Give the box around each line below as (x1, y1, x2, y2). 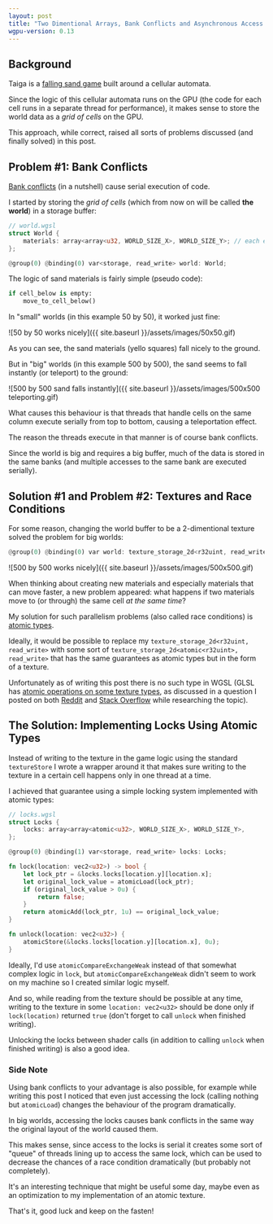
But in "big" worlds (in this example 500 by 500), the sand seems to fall (8, 359, 248, 369)
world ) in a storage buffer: (8, 206, 97, 216)
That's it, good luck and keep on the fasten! (8, 1206, 154, 1216)
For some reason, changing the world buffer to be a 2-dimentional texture (8, 523, 255, 533)
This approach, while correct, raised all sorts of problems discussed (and (8, 128, 253, 138)
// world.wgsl (8, 222, 57, 230)
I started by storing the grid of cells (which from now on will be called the (8, 197, 254, 207)
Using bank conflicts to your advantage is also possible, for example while (8, 1082, 258, 1092)
